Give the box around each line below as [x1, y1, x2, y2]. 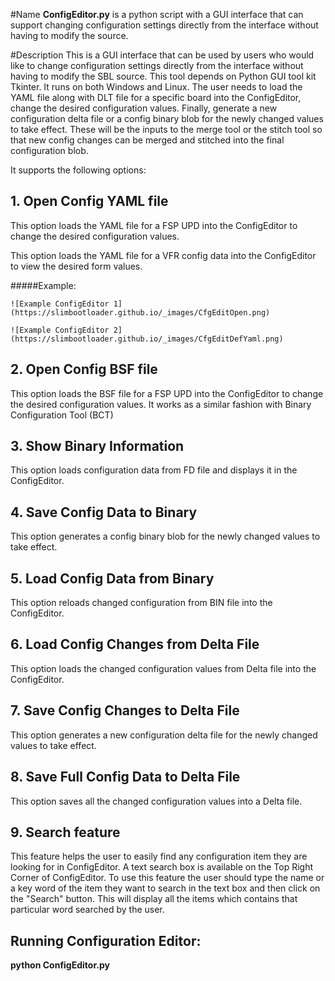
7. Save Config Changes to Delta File [10, 702, 240, 719]
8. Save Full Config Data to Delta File [10, 769, 241, 786]
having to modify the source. [10, 30, 129, 41]
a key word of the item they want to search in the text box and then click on [10, 882, 321, 894]
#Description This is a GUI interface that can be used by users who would [10, 49, 315, 61]
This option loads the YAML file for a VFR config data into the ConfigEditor [10, 249, 317, 261]
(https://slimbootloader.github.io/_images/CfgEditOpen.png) [10, 307, 271, 318]
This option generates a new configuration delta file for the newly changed [10, 729, 318, 741]
